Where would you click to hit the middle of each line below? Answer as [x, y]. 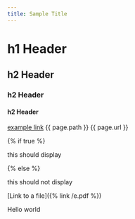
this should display [34, 155]
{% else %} [24, 168]
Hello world [24, 210]
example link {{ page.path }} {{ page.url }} [68, 127]
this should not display [40, 182]
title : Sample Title [38, 14]
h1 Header [37, 48]
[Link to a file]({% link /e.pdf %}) [54, 196]
